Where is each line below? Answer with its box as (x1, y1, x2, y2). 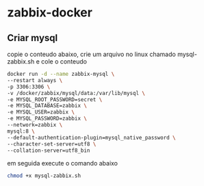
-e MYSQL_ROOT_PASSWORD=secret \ (7, 96, 103, 103)
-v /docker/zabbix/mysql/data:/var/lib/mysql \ (7, 90, 146, 96)
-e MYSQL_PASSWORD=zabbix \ (7, 115, 88, 122)
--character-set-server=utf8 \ (7, 140, 97, 148)
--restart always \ (7, 77, 63, 83)
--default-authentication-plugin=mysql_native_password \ (7, 134, 176, 141)
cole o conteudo (40, 57, 88, 66)
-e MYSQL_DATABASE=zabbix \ (7, 103, 88, 109)
